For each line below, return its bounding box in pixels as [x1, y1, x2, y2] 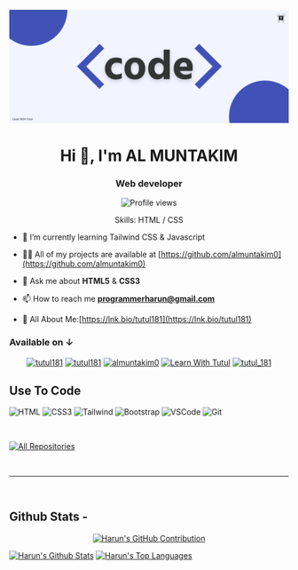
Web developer [114, 177, 184, 189]
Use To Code [9, 383, 82, 398]
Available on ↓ [9, 336, 74, 349]
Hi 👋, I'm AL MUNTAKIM [59, 146, 239, 165]
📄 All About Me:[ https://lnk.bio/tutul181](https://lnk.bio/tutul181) [21, 314, 252, 325]
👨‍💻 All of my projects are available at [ [21, 249, 161, 260]
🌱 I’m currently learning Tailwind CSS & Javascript [21, 232, 206, 242]
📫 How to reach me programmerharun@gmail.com [21, 294, 216, 305]
